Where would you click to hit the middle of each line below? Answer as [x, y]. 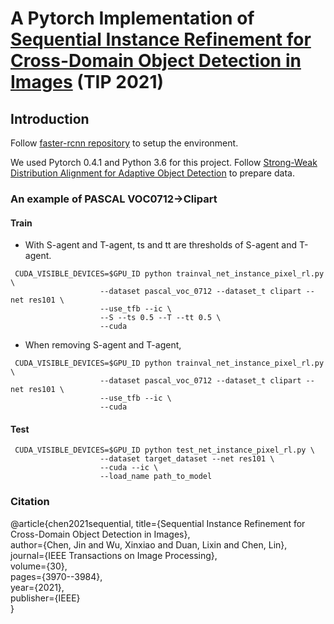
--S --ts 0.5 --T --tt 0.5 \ [160, 318]
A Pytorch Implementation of [132, 18]
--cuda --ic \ [129, 468]
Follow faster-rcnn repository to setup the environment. [124, 143]
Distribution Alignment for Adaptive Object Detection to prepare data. [152, 173]
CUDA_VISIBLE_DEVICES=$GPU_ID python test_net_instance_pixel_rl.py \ [164, 450]
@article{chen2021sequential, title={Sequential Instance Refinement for [158, 523]
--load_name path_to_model [156, 477]
